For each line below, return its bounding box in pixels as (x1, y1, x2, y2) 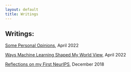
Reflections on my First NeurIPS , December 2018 (5, 61, 104, 67)
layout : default (5, 7, 38, 12)
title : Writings (5, 12, 38, 17)
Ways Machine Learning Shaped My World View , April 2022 (5, 52, 127, 58)
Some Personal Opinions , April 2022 (5, 42, 79, 49)
